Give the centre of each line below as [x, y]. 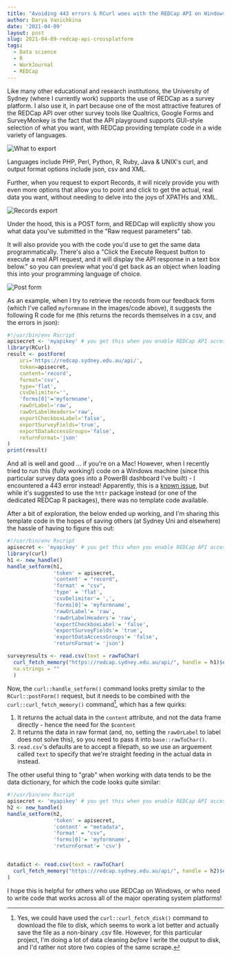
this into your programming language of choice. [75, 274]
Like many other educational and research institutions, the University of [108, 91]
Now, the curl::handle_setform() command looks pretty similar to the [106, 688]
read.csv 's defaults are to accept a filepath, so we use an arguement [114, 747]
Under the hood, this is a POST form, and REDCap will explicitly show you [111, 223]
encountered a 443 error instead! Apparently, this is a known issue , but [108, 486]
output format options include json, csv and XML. [77, 169]
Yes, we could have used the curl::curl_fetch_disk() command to [112, 917]
